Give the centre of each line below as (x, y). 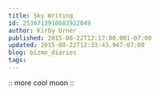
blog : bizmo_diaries (43, 53)
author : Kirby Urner (43, 30)
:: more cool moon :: (41, 82)
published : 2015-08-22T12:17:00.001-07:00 (80, 38)
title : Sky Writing (41, 16)
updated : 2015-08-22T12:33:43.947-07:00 (77, 45)
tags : (17, 61)
